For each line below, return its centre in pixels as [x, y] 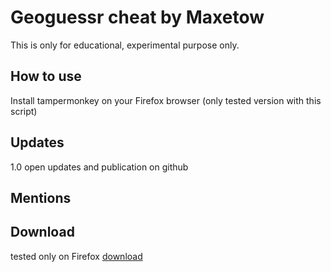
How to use [46, 76]
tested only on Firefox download [76, 256]
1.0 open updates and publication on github [99, 167]
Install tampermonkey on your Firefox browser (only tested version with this [166, 100]
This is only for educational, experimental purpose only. [125, 45]
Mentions [41, 197]
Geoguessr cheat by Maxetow [137, 17]
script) [24, 111]
